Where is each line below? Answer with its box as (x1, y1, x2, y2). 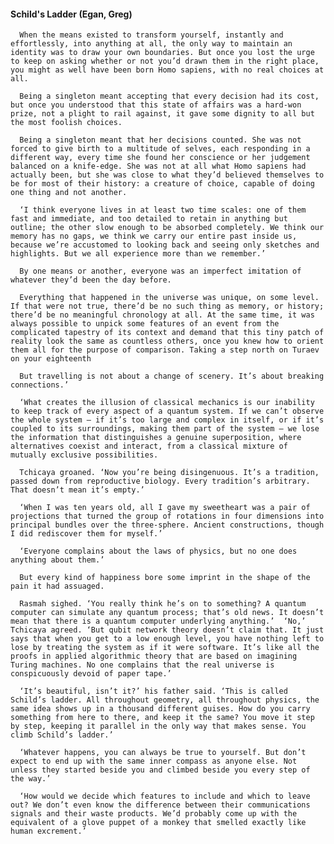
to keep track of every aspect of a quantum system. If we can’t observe (10, 406, 325, 417)
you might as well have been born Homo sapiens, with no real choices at (10, 65, 325, 75)
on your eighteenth (10, 354, 92, 364)
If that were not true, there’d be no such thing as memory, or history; (10, 301, 325, 312)
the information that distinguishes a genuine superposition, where (10, 433, 302, 443)
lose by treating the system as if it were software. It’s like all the (10, 643, 320, 653)
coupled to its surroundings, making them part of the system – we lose (10, 424, 320, 434)
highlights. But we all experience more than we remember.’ (10, 249, 267, 259)
